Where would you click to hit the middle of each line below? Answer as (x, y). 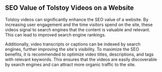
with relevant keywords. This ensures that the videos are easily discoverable (81, 59)
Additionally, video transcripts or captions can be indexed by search (73, 44)
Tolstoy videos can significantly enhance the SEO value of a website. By (77, 19)
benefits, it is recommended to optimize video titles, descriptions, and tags (79, 54)
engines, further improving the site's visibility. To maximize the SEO (72, 49)
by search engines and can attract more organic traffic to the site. (70, 64)
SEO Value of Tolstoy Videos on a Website (69, 8)
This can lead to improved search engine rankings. (56, 35)
